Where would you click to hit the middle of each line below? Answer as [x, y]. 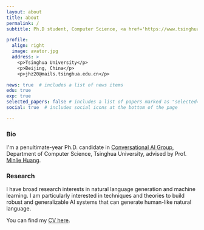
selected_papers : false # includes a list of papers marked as [88, 102]
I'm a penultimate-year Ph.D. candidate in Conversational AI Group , [90, 147]
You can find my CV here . [38, 220]
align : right [28, 46]
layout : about [24, 12]
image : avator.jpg [35, 51]
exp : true [19, 96]
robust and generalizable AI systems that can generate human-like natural [99, 202]
